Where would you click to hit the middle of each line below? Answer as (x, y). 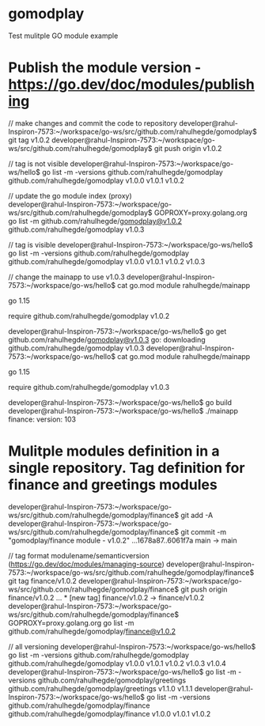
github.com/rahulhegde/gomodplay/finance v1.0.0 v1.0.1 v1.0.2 (110, 713)
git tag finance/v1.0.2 (42, 580)
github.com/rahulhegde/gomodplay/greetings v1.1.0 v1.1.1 (100, 688)
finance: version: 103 (42, 419)
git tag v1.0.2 (29, 140)
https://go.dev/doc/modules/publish (131, 85)
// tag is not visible (38, 164)
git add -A (197, 515)
